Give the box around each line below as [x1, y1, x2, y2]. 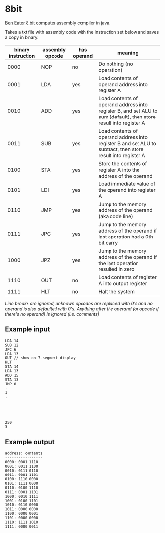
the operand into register [98, 186, 156, 193]
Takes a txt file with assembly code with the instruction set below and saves [5, 29, 159, 35]
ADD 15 [5, 373, 19, 378]
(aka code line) [98, 213, 134, 220]
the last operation [98, 260, 139, 266]
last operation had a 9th [98, 233, 153, 240]
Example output [5, 438, 55, 446]
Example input [5, 326, 50, 334]
